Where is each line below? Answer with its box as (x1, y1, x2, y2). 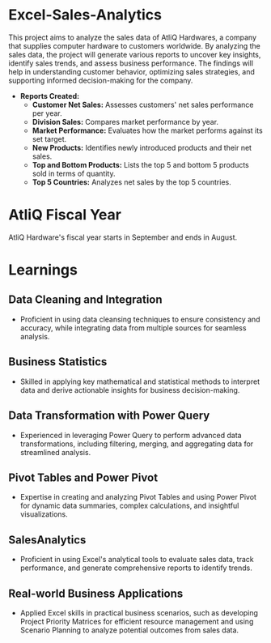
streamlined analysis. (19, 447, 91, 457)
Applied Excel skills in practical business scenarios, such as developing (19, 607, 259, 617)
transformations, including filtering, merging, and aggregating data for (19, 439, 254, 449)
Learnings (8, 261, 78, 279)
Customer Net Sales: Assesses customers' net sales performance (32, 100, 254, 109)
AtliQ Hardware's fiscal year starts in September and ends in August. (8, 232, 238, 242)
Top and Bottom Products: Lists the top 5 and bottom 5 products (32, 160, 249, 169)
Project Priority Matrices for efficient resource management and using (19, 616, 254, 626)
